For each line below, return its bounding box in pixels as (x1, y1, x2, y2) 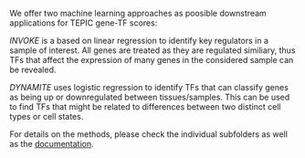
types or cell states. (9, 111, 84, 121)
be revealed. (9, 64, 57, 75)
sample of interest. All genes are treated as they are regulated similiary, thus (9, 45, 296, 56)
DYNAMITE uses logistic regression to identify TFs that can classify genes (9, 82, 289, 92)
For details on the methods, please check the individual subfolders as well (9, 129, 288, 140)
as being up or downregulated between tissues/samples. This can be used (9, 91, 290, 102)
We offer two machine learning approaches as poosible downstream (9, 8, 267, 18)
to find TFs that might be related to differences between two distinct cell (9, 101, 281, 112)
